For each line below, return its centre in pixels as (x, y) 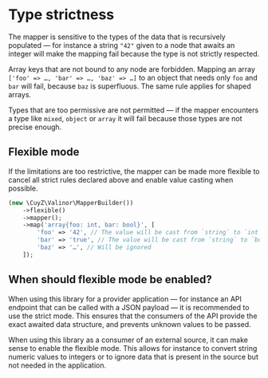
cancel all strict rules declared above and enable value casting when (121, 179)
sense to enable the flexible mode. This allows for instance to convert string (133, 348)
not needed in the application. (57, 365)
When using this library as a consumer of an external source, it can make (128, 340)
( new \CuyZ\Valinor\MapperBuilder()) (71, 203)
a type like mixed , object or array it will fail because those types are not (125, 118)
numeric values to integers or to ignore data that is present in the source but (134, 356)
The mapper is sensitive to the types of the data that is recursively (117, 37)
